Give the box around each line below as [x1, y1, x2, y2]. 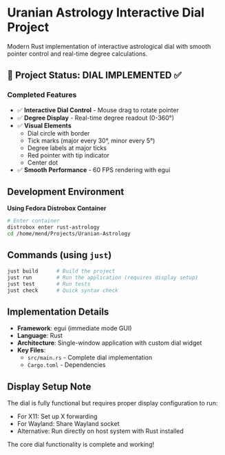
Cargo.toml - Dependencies [27, 361, 106, 369]
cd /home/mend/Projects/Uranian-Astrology [7, 231, 131, 237]
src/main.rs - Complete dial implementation [27, 353, 153, 362]
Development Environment [7, 186, 125, 198]
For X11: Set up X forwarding [17, 412, 98, 421]
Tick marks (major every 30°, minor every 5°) [27, 136, 156, 145]
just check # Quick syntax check [7, 287, 118, 294]
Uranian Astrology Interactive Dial [7, 5, 205, 21]
